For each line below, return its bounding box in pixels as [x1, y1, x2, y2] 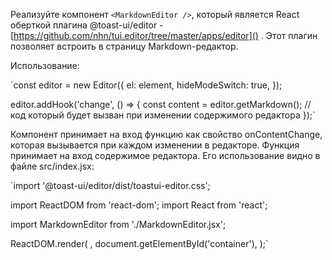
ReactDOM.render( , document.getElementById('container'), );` [10, 238, 269, 249]
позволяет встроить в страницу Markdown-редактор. [10, 40, 239, 52]
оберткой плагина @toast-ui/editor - [10, 19, 164, 31]
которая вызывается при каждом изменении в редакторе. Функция [10, 139, 300, 151]
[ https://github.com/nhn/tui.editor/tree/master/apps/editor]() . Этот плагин [10, 30, 318, 41]
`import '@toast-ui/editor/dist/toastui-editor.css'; [10, 180, 211, 191]
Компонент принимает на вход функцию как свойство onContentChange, [10, 129, 323, 140]
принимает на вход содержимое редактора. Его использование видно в [10, 150, 321, 161]
